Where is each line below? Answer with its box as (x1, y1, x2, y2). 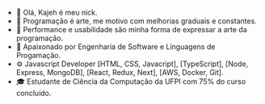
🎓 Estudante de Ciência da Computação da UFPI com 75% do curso (15, 77, 246, 86)
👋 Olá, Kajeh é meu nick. (15, 8, 99, 17)
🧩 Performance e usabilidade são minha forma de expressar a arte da (15, 25, 248, 34)
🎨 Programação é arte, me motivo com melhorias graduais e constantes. (15, 16, 257, 26)
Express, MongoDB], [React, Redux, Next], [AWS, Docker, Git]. (15, 68, 224, 77)
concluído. (15, 89, 52, 98)
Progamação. (15, 51, 61, 60)
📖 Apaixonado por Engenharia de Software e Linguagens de (15, 42, 216, 52)
